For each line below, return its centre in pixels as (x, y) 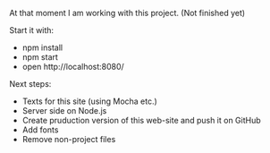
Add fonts (40, 130)
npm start (40, 57)
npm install (42, 47)
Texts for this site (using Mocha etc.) (90, 101)
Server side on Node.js (64, 110)
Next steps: (30, 84)
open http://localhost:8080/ (73, 67)
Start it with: (32, 30)
